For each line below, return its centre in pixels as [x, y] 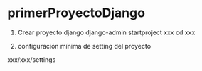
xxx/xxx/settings [32, 59]
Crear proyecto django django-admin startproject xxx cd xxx [106, 32]
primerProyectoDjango [76, 13]
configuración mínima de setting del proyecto [84, 46]
